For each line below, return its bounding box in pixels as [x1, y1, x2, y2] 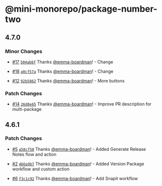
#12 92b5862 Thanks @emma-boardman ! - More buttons [12, 78, 125, 83]
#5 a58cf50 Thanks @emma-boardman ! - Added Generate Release [12, 146, 146, 152]
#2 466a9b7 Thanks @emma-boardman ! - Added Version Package [12, 161, 144, 166]
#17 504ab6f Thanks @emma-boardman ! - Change [12, 59, 113, 64]
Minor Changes [5, 48, 42, 55]
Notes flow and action [12, 151, 57, 157]
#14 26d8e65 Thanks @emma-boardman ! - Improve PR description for [12, 101, 152, 107]
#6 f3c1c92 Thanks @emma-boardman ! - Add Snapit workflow [12, 175, 138, 181]
